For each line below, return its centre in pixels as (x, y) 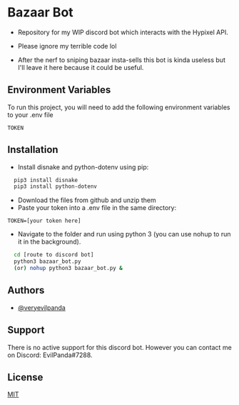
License (25, 377)
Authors (26, 290)
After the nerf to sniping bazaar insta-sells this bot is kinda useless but (122, 60)
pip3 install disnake (46, 180)
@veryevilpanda (41, 307)
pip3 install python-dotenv (56, 186)
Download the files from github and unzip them (87, 200)
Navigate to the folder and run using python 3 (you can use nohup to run (124, 234)
